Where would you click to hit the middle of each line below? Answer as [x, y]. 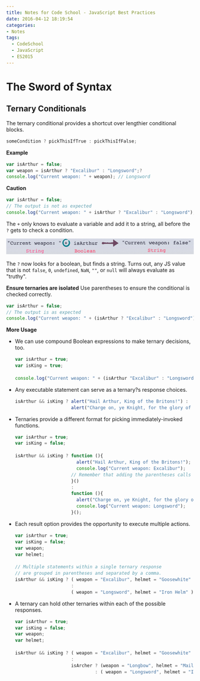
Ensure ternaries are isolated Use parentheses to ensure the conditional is [98, 288]
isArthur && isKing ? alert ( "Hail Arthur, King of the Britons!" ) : [101, 401]
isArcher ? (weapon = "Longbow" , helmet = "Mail [132, 665]
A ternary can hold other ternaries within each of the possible [90, 603]
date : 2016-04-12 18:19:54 [40, 19]
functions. [27, 425]
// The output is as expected [44, 312]
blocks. [15, 129]
